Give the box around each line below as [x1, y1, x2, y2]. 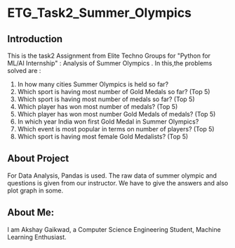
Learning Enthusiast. [7, 233, 67, 241]
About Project [7, 152, 69, 164]
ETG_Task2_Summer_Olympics [7, 5, 192, 21]
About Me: [7, 207, 55, 218]
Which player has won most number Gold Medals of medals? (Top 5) [17, 110, 216, 118]
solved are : [7, 67, 41, 74]
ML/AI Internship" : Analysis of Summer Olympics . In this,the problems [7, 59, 213, 67]
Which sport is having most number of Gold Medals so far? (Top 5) [17, 88, 210, 96]
